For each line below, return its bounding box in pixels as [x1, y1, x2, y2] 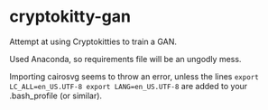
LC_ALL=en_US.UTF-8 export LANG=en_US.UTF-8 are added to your [9, 80, 248, 91]
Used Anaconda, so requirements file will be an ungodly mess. [9, 53, 242, 64]
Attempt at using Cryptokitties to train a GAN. [9, 36, 178, 47]
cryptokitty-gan [9, 6, 131, 27]
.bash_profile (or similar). [9, 90, 102, 101]
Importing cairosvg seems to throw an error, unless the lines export [9, 70, 259, 82]
